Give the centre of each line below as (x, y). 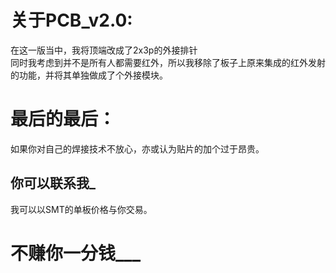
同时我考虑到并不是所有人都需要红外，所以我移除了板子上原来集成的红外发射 (168, 62)
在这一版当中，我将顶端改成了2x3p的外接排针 (104, 50)
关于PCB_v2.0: (71, 20)
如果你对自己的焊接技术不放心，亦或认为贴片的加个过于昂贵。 (137, 148)
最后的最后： (63, 119)
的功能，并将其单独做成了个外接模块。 (89, 75)
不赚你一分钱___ (75, 253)
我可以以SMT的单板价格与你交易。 (81, 209)
